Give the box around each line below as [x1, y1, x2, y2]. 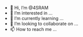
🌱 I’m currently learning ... [10, 15, 64, 21]
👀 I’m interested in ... [10, 10, 53, 16]
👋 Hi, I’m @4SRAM [10, 5, 49, 10]
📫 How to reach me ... [10, 26, 57, 32]
